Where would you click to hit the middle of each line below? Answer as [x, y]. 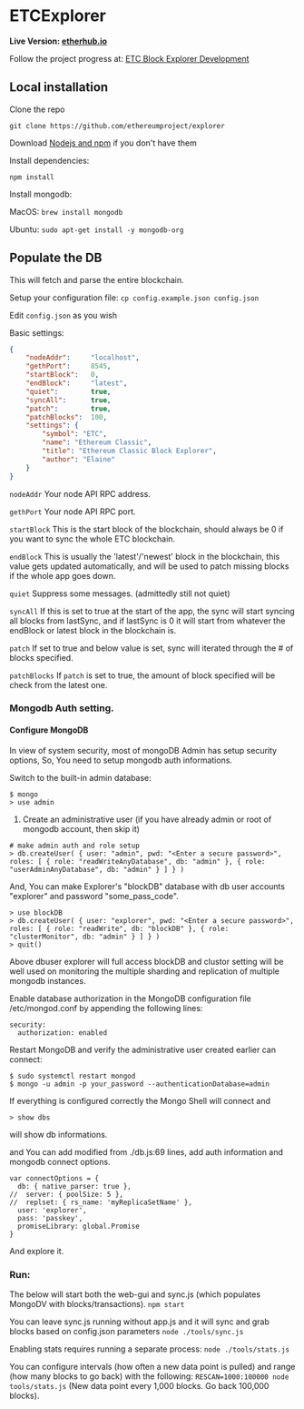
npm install [32, 177]
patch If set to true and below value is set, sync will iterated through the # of [152, 648]
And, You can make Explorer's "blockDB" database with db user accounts [147, 886]
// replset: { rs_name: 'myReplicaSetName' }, [101, 1202]
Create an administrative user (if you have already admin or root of [147, 819]
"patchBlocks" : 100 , [66, 417]
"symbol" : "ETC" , [74, 434]
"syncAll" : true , [69, 400]
